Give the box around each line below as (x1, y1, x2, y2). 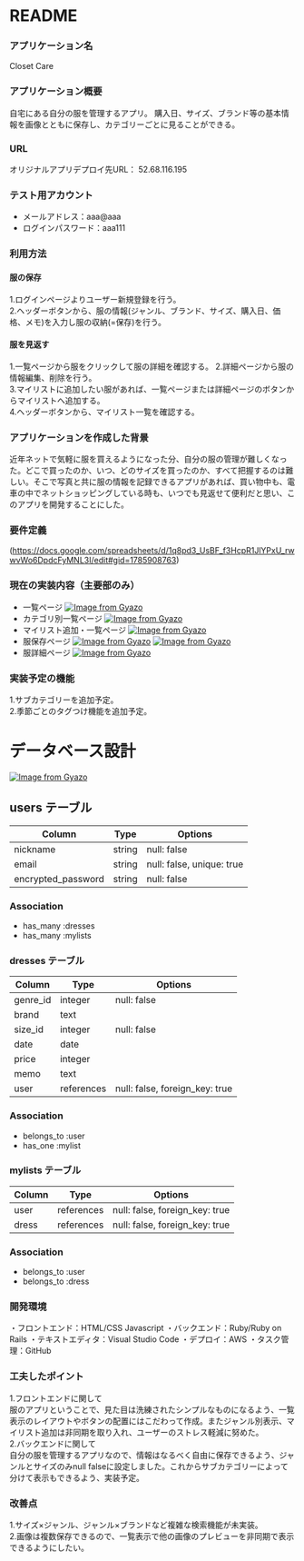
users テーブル (9, 800, 93, 816)
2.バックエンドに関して (9, 1437, 97, 1449)
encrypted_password (14, 872, 104, 885)
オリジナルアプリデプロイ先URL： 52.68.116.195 (9, 164, 188, 175)
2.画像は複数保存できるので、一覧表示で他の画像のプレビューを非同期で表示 (9, 1531, 295, 1542)
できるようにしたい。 (9, 1542, 89, 1554)
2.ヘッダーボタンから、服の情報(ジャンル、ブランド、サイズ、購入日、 (9, 305, 273, 316)
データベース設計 (9, 741, 136, 761)
